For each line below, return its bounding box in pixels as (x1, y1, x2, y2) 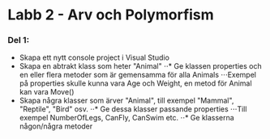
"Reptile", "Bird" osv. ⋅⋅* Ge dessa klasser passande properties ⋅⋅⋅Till (19, 104, 247, 114)
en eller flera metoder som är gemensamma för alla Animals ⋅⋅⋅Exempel (19, 70, 257, 80)
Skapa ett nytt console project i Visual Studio (19, 53, 169, 62)
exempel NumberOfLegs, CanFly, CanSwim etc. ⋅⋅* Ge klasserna (19, 113, 234, 123)
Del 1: (7, 35, 30, 46)
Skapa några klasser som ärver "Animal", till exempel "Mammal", (19, 95, 234, 106)
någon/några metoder (19, 121, 93, 131)
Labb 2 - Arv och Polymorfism (7, 6, 214, 24)
